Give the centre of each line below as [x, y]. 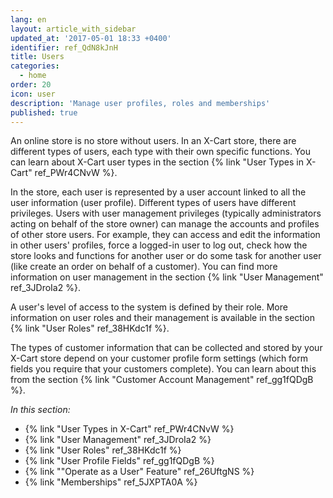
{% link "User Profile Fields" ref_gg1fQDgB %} [119, 461]
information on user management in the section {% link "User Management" [167, 277]
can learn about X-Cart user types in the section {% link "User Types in [157, 162]
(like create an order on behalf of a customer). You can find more [144, 267]
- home [33, 76]
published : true [44, 112]
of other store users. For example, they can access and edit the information [165, 235]
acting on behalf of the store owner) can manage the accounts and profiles [165, 224]
